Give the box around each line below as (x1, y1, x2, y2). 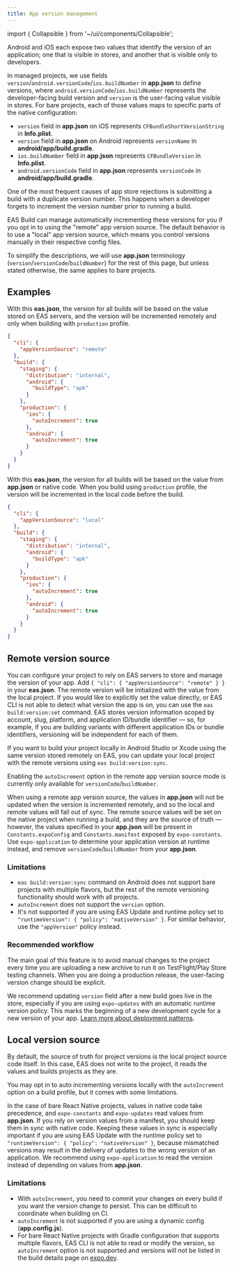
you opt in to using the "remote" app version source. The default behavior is (7, 222, 226, 231)
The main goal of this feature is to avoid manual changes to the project (7, 956, 210, 964)
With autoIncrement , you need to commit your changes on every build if (17, 1194, 223, 1203)
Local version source (7, 1033, 100, 1046)
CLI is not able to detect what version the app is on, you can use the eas (7, 701, 214, 708)
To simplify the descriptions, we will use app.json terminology (7, 251, 186, 259)
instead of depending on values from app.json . (7, 1161, 143, 1169)
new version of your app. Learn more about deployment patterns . (7, 1014, 195, 1022)
